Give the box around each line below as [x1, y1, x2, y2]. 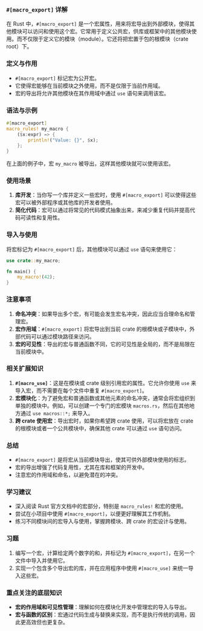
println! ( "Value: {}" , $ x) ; [28, 137, 98, 143]
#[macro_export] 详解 [6, 5, 68, 13]
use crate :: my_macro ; [6, 257, 61, 264]
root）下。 [6, 43, 33, 50]
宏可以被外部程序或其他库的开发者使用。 [14, 199, 116, 206]
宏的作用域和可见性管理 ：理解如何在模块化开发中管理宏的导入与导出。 [14, 603, 190, 611]
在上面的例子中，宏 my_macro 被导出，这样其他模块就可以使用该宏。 [6, 160, 174, 167]
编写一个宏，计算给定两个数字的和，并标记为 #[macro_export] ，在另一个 [14, 549, 195, 557]
